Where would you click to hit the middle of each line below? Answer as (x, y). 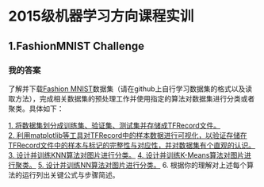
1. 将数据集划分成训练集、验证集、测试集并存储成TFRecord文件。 (114, 125)
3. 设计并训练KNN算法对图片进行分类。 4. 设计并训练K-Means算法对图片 (126, 155)
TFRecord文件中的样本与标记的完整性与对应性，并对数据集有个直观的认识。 (132, 145)
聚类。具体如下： (36, 109)
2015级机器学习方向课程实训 (101, 16)
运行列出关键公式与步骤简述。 (71, 174)
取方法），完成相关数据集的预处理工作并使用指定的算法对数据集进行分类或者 (132, 98)
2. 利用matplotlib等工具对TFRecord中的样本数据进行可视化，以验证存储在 (128, 135)
